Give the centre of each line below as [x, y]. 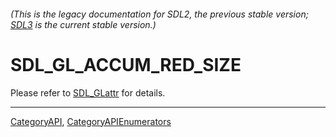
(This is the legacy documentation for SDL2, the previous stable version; [159, 14]
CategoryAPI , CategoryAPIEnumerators [91, 121]
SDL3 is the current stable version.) [83, 24]
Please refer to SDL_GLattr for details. [88, 92]
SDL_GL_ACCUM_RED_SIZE [126, 64]
